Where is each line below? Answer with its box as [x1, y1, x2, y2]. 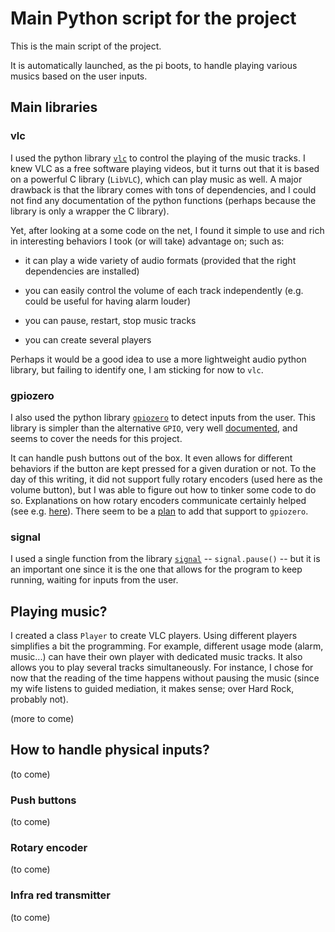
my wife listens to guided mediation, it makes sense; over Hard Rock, [10, 683, 295, 695]
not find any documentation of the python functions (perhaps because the [10, 194, 317, 206]
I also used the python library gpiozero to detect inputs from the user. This [10, 411, 316, 423]
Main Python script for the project [10, 7, 297, 30]
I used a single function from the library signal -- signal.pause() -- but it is [10, 553, 321, 565]
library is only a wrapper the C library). [10, 205, 170, 217]
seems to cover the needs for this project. [10, 432, 183, 444]
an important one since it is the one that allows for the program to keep [10, 563, 303, 576]
